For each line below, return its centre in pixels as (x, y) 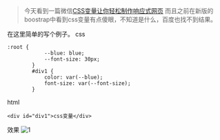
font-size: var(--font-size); (87, 83)
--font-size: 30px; (72, 59)
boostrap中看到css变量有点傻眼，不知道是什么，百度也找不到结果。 (120, 19)
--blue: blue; (64, 53)
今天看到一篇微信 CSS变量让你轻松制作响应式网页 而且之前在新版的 (119, 11)
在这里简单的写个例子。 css (46, 34)
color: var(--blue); (73, 77)
